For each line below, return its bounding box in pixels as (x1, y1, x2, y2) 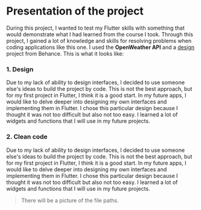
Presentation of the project (6, 4, 144, 18)
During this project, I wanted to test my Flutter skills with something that (6, 24, 185, 31)
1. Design (6, 65, 34, 73)
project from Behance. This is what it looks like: (6, 50, 124, 57)
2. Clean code (6, 133, 48, 141)
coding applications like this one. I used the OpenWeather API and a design (6, 44, 195, 51)
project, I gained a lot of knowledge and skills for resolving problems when (6, 37, 192, 44)
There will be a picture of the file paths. (21, 197, 119, 204)
